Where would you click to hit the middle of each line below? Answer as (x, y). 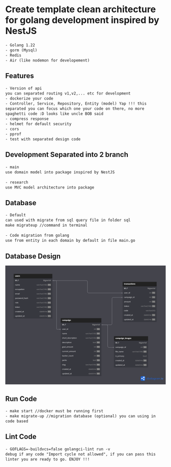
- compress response (27, 119)
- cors (12, 129)
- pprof (13, 134)
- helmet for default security (38, 124)
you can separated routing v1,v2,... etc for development (68, 93)
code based (17, 421)
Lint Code (21, 437)
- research (17, 182)
